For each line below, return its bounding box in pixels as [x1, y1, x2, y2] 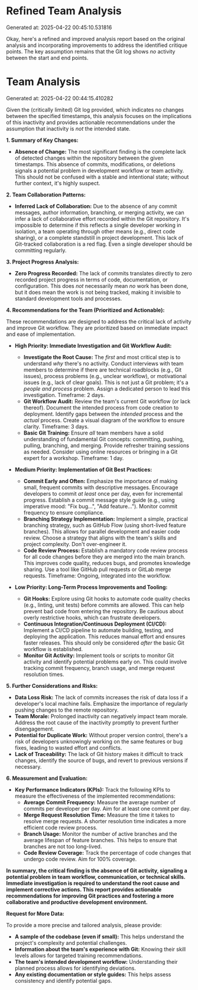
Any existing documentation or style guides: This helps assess [14, 970, 171, 978]
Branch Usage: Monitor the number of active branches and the [23, 830, 177, 837]
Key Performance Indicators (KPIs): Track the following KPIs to [14, 786, 170, 793]
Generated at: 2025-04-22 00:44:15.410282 [6, 94, 113, 101]
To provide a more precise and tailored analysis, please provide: [6, 921, 163, 928]
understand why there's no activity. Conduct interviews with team [23, 360, 184, 367]
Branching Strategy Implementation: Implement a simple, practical [23, 515, 188, 522]
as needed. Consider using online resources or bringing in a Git [23, 448, 178, 455]
